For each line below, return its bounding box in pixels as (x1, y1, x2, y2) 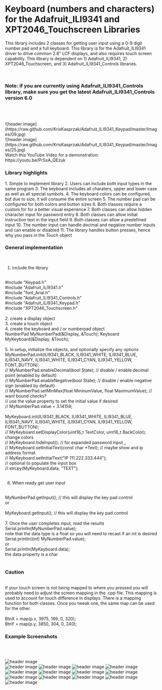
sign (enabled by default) (5, 383, 55, 389)
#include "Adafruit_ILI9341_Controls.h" (5, 295, 82, 301)
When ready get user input (12, 480, 66, 486)
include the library (12, 265, 48, 270)
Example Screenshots (5, 633, 58, 640)
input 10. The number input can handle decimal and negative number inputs (5, 222, 156, 228)
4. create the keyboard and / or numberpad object (5, 326, 105, 332)
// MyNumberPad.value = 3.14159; (5, 403, 73, 409)
